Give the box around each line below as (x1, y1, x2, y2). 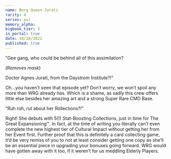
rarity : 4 (5, 12, 27, 17)
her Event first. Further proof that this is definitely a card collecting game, (5, 131, 160, 138)
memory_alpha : (5, 21, 36, 27)
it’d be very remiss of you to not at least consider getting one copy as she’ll (5, 137, 164, 143)
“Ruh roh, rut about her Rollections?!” (5, 105, 84, 111)
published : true (5, 41, 40, 46)
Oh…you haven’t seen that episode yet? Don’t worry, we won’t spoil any (5, 84, 157, 90)
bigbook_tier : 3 (5, 27, 40, 32)
